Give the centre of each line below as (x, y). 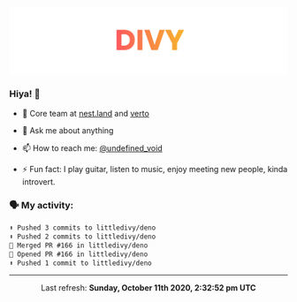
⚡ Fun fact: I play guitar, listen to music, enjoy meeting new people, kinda (155, 169)
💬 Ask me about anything (68, 130)
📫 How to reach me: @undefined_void (92, 147)
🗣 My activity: (42, 205)
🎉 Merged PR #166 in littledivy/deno (79, 245)
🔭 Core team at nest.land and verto (86, 113)
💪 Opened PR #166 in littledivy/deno (79, 254)
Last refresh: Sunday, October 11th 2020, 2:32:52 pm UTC (148, 288)
